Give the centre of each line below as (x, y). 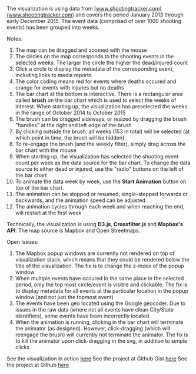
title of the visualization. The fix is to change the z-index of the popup (99, 266)
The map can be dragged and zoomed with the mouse (81, 50)
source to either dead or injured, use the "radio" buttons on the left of (99, 169)
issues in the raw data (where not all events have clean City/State (94, 310)
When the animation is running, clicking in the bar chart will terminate (99, 322)
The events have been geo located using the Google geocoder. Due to (100, 303)
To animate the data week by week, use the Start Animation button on (101, 181)
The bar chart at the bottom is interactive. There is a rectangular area (99, 94)
